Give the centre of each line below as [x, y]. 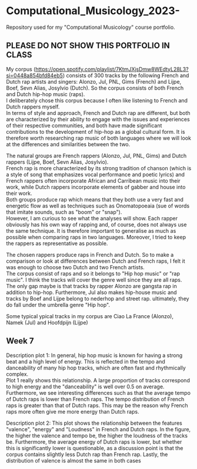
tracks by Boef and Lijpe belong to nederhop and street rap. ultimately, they [98, 298]
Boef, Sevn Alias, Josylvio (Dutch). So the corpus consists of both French [95, 88]
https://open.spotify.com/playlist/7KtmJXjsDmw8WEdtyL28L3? [112, 69]
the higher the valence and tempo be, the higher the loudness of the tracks [97, 435]
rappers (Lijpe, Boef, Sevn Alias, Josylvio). [57, 162]
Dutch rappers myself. [33, 107]
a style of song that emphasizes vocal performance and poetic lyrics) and [96, 174]
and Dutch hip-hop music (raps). [46, 94]
